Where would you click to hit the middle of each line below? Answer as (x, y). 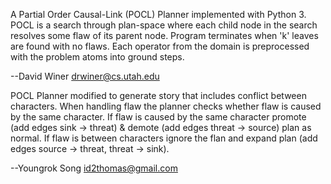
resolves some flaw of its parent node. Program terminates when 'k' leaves (164, 35)
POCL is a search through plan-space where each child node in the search (164, 25)
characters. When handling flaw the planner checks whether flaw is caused (166, 106)
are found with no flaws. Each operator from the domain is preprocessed (160, 46)
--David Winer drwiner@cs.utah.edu (85, 76)
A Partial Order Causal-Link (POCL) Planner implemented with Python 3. (158, 14)
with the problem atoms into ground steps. (97, 57)
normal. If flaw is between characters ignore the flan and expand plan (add (164, 138)
